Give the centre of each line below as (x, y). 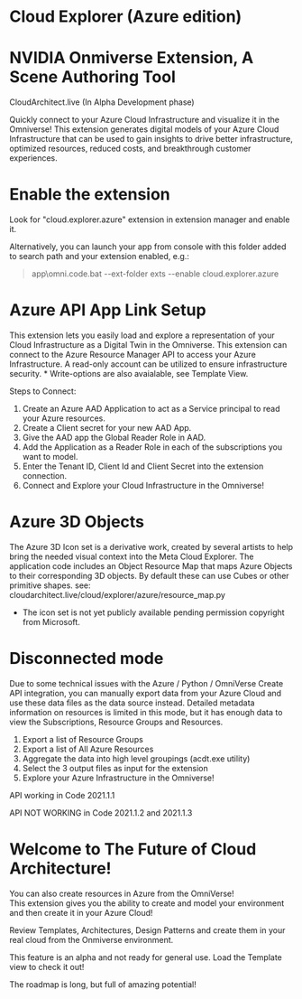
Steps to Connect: (43, 391)
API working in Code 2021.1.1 (62, 795)
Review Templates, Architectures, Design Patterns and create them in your (147, 930)
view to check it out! (47, 966)
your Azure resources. (64, 418)
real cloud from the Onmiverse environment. (92, 939)
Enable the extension (90, 195)
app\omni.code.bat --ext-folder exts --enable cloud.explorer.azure (155, 274)
